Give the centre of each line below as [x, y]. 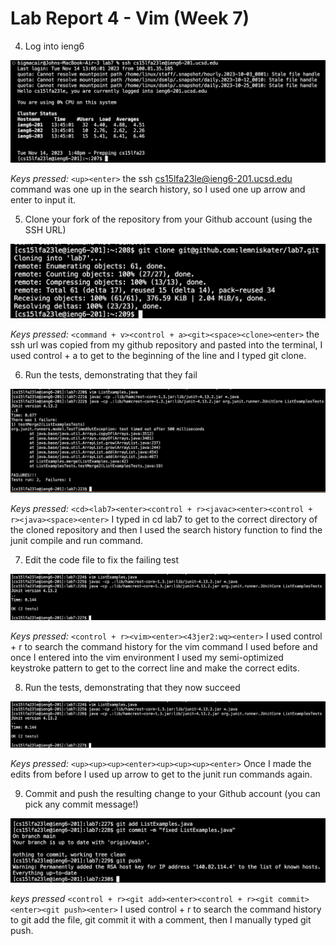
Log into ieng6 [54, 46]
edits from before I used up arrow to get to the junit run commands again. [161, 774]
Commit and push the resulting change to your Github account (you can [172, 794]
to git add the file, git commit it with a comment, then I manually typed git [161, 919]
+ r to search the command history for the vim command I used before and [164, 647]
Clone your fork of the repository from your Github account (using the [168, 219]
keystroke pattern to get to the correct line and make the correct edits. [155, 668]
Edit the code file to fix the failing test [102, 559]
